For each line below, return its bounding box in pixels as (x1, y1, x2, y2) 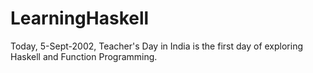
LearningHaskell (10, 7, 150, 30)
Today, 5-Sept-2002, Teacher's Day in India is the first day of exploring (10, 40, 304, 52)
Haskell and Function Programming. (10, 50, 158, 62)
